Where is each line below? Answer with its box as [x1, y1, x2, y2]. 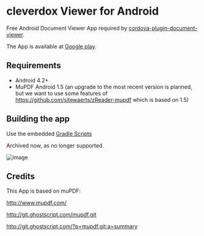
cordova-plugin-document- [128, 24, 198, 32]
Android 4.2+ [15, 76, 49, 84]
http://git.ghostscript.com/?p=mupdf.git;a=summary [6, 223, 138, 230]
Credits [6, 171, 35, 181]
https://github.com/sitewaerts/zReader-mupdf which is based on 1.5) [15, 96, 189, 103]
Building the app [6, 114, 70, 124]
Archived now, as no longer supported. [6, 141, 104, 149]
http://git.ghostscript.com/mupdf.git [6, 211, 97, 218]
